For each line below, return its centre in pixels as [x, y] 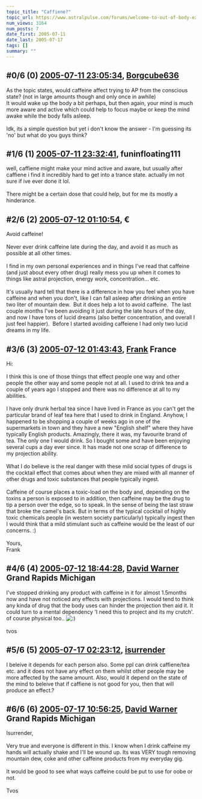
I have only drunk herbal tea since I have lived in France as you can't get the [100, 409]
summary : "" [21, 51]
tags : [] [17, 46]
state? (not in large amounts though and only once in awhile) [81, 97]
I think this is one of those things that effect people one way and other [93, 377]
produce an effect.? [30, 690]
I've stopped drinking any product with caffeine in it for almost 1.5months [96, 593]
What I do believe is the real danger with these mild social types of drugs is [99, 466]
